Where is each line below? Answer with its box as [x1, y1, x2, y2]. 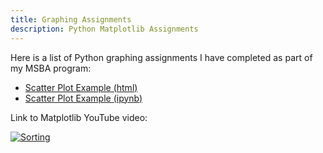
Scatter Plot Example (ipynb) [24, 92, 143, 104]
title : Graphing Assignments [10, 14, 132, 25]
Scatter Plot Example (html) [24, 81, 138, 93]
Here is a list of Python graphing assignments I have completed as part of [10, 51, 313, 63]
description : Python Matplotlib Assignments [10, 24, 199, 34]
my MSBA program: [10, 62, 92, 74]
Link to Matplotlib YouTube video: [10, 111, 148, 123]
